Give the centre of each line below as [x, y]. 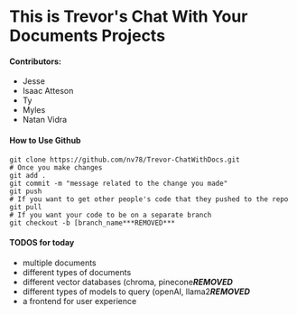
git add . [28, 175]
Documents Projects [87, 36]
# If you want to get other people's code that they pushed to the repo [149, 199]
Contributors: [35, 61]
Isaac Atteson [48, 91]
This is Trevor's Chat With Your [129, 17]
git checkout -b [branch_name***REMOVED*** [93, 223]
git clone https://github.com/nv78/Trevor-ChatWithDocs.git [125, 160]
